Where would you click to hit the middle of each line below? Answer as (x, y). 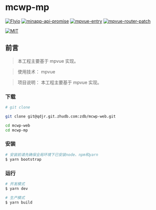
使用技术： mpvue (36, 71)
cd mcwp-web (18, 125)
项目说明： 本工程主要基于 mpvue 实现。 (60, 82)
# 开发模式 (15, 184)
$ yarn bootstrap (23, 159)
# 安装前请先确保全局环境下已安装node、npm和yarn (52, 155)
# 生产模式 (15, 197)
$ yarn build (19, 202)
